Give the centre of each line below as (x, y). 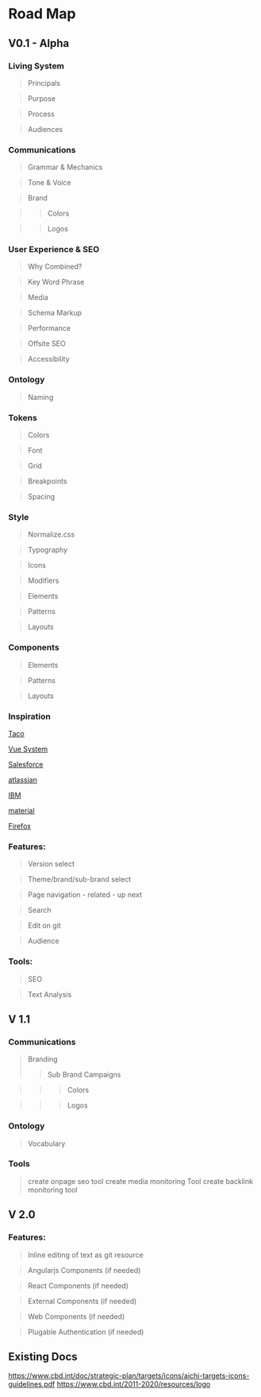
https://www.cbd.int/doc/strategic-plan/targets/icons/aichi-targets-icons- (129, 1376)
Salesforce (26, 764)
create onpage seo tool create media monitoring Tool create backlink (140, 1181)
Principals (44, 83)
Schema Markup (54, 313)
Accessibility (48, 359)
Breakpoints (47, 481)
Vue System (28, 749)
